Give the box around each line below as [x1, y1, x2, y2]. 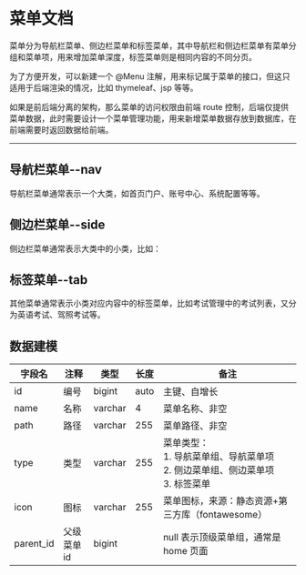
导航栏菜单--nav [9, 162, 103, 177]
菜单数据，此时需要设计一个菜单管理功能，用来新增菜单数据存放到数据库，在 [9, 113, 297, 124]
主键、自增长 [162, 386, 219, 398]
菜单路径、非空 [162, 419, 228, 432]
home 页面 [162, 545, 209, 558]
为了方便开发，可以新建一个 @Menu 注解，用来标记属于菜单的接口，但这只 [9, 70, 291, 82]
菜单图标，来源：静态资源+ [162, 495, 280, 508]
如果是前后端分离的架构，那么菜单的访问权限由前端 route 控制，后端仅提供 [9, 101, 290, 112]
